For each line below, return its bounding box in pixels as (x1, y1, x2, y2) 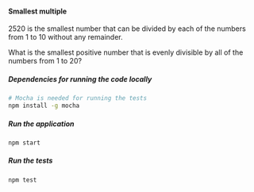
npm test (8, 175, 37, 184)
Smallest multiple (8, 6, 67, 16)
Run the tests (8, 156, 53, 166)
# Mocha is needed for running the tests (8, 94, 148, 102)
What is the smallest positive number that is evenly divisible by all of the (8, 48, 244, 57)
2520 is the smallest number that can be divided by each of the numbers (8, 24, 246, 33)
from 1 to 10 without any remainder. (8, 33, 123, 42)
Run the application (8, 119, 75, 129)
